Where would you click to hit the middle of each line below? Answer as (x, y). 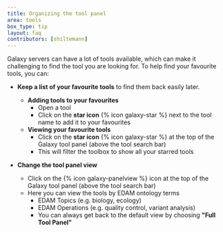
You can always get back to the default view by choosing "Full (127, 215)
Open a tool (54, 108)
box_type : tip (28, 26)
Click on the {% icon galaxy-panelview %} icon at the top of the (118, 178)
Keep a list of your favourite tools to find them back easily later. (108, 87)
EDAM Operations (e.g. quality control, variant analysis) (116, 208)
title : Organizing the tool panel (57, 13)
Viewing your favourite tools (69, 130)
